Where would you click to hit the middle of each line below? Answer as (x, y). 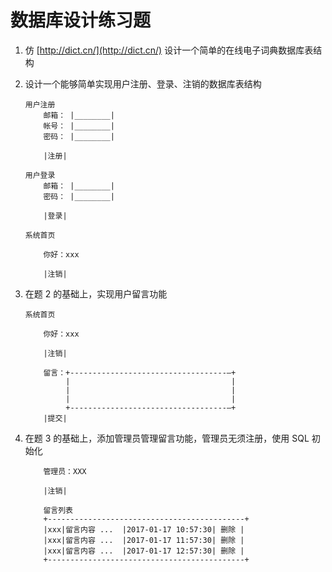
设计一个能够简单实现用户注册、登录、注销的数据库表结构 (143, 83)
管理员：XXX (65, 471)
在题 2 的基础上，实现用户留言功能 (96, 293)
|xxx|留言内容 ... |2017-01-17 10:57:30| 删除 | (144, 529)
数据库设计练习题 (81, 20)
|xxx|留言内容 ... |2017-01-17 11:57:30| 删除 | (144, 540)
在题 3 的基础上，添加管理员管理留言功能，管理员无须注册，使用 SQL (167, 438)
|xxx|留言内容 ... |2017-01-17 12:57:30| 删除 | (144, 551)
